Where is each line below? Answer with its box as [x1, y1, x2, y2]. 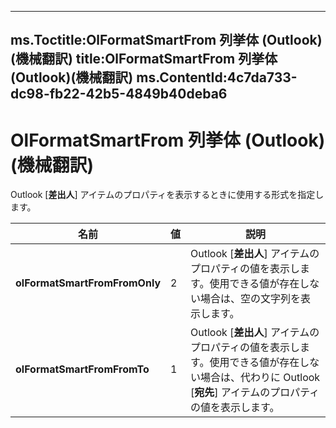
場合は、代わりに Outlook [200, 371, 321, 385]
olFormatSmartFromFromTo [15, 362, 150, 376]
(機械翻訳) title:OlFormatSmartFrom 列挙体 [10, 51, 278, 68]
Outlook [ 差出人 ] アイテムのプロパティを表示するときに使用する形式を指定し [10, 189, 325, 201]
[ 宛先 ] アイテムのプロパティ [190, 386, 320, 400]
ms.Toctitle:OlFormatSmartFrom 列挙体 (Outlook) [10, 32, 323, 49]
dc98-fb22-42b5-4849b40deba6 [10, 86, 228, 103]
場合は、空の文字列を [200, 292, 302, 306]
